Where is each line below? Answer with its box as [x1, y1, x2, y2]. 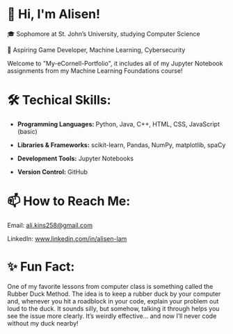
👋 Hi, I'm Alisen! [7, 6, 101, 22]
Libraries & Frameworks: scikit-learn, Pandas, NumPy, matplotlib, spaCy [17, 140, 226, 149]
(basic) [17, 127, 38, 135]
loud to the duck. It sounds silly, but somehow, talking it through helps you [7, 304, 220, 312]
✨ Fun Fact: [7, 259, 75, 274]
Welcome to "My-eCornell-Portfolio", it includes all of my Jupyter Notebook [7, 59, 223, 67]
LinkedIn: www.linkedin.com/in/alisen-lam [7, 234, 127, 242]
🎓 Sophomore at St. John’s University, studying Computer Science [7, 29, 200, 37]
